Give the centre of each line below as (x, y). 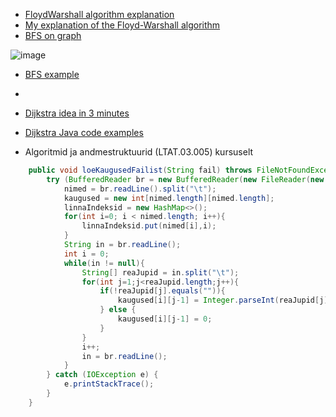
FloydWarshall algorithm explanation (99, 14)
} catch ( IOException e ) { (102, 375)
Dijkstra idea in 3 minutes (77, 113)
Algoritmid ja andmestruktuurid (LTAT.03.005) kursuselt (139, 152)
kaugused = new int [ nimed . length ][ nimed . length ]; (169, 198)
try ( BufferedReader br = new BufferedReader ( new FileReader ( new (185, 179)
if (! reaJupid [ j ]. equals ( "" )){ (162, 291)
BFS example (52, 74)
